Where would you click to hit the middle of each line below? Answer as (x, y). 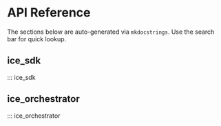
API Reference (49, 13)
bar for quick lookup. (37, 39)
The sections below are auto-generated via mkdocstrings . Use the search (111, 32)
